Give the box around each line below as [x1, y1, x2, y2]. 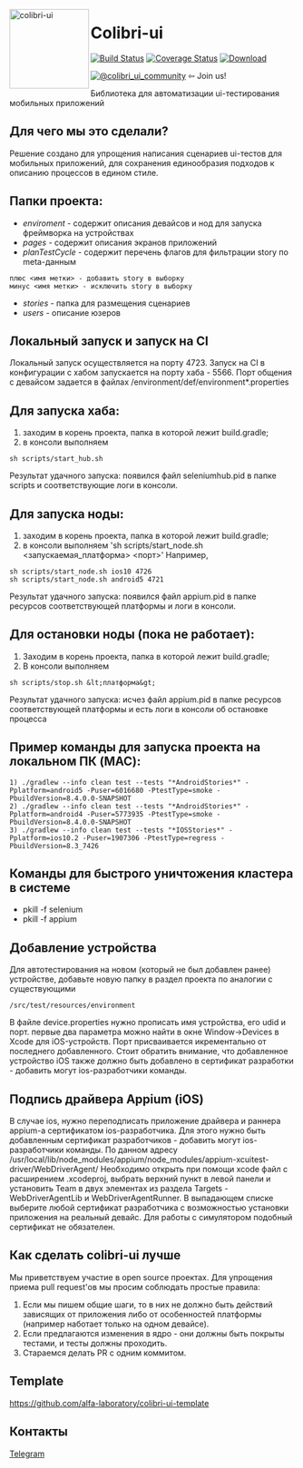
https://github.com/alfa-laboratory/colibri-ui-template [9, 1397, 210, 1408]
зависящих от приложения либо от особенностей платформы [22, 1308, 262, 1319]
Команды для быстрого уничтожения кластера [9, 866, 294, 882]
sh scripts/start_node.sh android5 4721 [9, 575, 165, 584]
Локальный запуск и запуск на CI [9, 333, 209, 348]
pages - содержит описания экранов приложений [22, 237, 218, 248]
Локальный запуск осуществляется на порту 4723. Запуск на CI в [9, 357, 266, 368]
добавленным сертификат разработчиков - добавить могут [9, 1135, 241, 1146]
